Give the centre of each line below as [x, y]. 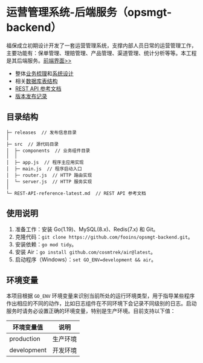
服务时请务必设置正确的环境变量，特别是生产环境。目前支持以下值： [91, 311]
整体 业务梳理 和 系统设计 [44, 73]
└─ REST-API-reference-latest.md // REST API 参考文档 [76, 193]
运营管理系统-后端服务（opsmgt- [89, 12]
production [25, 339]
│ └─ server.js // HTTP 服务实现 [49, 181]
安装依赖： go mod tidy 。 [46, 244]
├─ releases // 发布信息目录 [41, 132]
